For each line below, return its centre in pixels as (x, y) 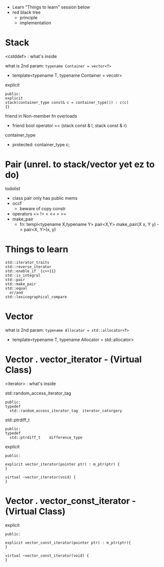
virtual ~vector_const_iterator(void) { (47, 556)
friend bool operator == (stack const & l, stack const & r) (69, 126)
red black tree (26, 12)
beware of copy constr (43, 208)
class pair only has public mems (45, 198)
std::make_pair (21, 284)
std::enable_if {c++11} (31, 271)
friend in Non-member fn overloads (41, 116)
